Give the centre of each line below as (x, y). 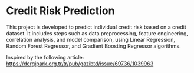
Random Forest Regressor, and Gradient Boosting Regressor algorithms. (93, 46)
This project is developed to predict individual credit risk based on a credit (96, 27)
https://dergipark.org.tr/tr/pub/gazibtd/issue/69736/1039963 (80, 64)
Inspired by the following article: (45, 57)
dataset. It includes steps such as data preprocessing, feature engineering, (97, 33)
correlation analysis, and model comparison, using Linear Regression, (91, 39)
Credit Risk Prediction (60, 11)
